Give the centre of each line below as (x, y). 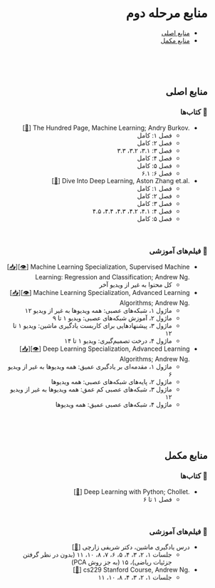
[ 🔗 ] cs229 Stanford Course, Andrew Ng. (131, 569)
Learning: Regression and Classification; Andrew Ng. (112, 277)
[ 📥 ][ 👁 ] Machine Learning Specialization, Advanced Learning (100, 292)
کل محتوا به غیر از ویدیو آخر (136, 284)
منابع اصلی (187, 92)
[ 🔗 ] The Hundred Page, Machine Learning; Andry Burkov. (106, 128)
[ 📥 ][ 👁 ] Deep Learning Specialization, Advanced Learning (105, 349)
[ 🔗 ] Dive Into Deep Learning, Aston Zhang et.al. (121, 180)
